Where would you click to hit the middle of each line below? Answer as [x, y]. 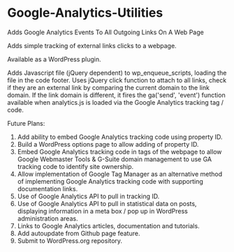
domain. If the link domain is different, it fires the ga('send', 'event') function [116, 95]
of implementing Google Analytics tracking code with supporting [110, 181]
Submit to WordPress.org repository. [70, 240]
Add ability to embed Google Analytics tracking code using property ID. [120, 137]
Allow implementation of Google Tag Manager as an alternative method [120, 174]
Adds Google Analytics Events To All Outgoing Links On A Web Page [105, 32]
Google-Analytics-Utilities [85, 13]
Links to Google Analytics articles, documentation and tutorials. [109, 225]
